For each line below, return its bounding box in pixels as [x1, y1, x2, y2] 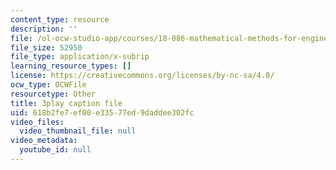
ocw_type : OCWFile [10, 80, 87, 90]
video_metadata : [10, 136, 78, 146]
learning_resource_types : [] [10, 61, 132, 71]
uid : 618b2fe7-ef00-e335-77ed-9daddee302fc [10, 107, 195, 118]
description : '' [10, 24, 78, 34]
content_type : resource [10, 14, 110, 25]
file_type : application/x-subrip [10, 52, 150, 62]
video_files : [10, 117, 65, 127]
